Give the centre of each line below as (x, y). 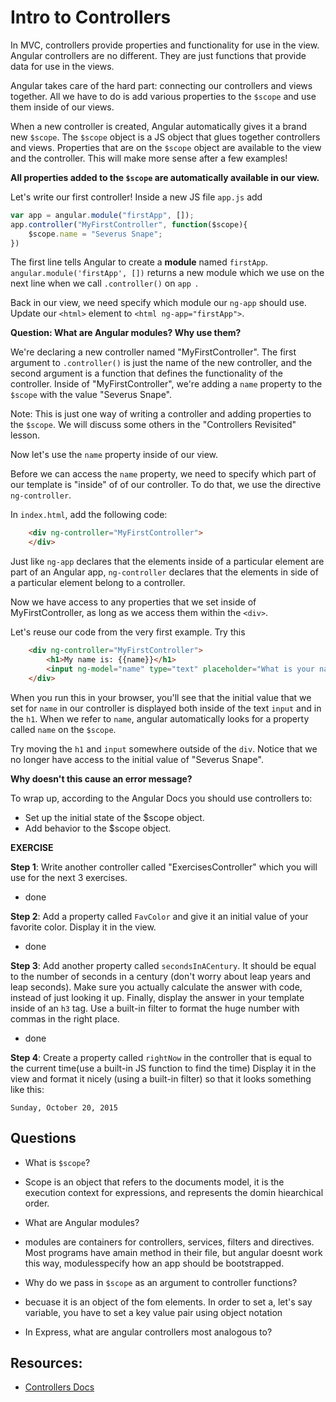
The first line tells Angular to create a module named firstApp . (139, 262)
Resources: (46, 1362)
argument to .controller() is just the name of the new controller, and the (161, 363)
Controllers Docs (59, 1387)
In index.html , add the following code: (89, 515)
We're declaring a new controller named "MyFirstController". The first (153, 352)
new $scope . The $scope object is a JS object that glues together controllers (165, 137)
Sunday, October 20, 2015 (64, 1107)
